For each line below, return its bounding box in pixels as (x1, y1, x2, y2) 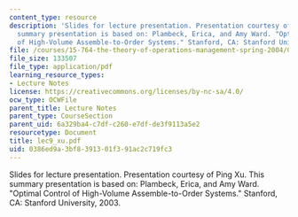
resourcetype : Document (9, 128, 98, 137)
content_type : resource (9, 12, 98, 22)
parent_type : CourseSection (9, 112, 114, 120)
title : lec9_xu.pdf (9, 136, 82, 145)
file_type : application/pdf (9, 63, 114, 72)
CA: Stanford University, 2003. (9, 197, 122, 208)
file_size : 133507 (9, 54, 77, 63)
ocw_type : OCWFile (9, 95, 77, 105)
